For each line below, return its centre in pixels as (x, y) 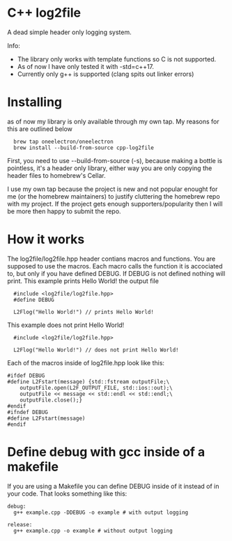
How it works (46, 239)
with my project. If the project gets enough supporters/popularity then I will (115, 204)
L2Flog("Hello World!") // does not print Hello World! (96, 350)
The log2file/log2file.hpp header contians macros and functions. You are (111, 259)
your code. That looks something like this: (67, 494)
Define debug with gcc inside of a (106, 452)
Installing (35, 102)
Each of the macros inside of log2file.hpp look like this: (86, 363)
